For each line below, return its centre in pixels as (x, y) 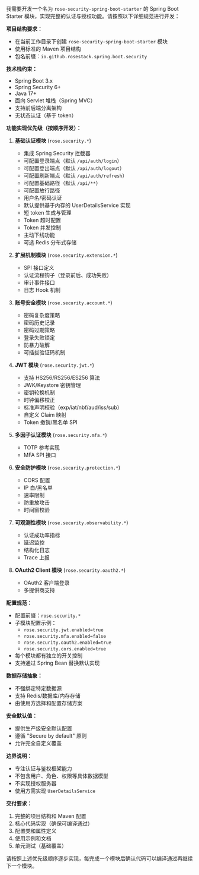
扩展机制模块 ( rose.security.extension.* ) (66, 255)
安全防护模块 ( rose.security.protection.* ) (68, 468)
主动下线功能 (39, 235)
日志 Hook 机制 (42, 290)
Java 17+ (25, 93)
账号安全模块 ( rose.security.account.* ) (63, 303)
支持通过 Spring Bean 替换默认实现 (57, 663)
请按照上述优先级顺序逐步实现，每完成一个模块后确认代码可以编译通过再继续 (99, 858)
